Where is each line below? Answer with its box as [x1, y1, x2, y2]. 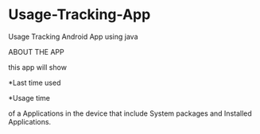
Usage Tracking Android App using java [8, 32, 138, 41]
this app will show [8, 62, 68, 72]
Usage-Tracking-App [8, 6, 151, 24]
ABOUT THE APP [8, 47, 65, 56]
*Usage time [8, 93, 50, 102]
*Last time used [8, 78, 61, 87]
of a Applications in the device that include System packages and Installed [8, 109, 252, 118]
